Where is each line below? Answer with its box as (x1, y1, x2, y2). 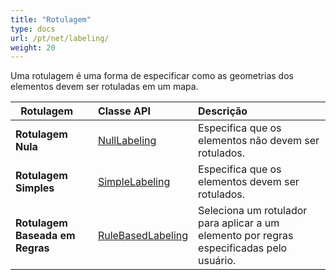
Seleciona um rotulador (198, 204, 308, 218)
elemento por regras (198, 229, 294, 243)
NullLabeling (97, 134, 157, 148)
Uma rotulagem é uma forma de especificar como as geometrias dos (10, 70, 294, 82)
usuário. (198, 254, 237, 268)
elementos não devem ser (198, 134, 320, 148)
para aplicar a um (198, 216, 280, 230)
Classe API (97, 104, 151, 118)
